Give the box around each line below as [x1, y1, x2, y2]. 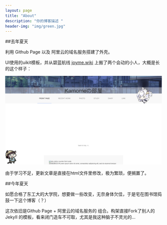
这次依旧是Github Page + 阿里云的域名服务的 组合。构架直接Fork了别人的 [5, 208, 155, 214]
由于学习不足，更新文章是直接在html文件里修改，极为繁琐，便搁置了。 [5, 170, 149, 176]
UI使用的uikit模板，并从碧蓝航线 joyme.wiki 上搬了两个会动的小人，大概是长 [5, 59, 160, 65]
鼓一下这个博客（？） [5, 197, 49, 203]
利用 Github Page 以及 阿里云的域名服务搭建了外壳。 [5, 49, 113, 55]
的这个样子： [5, 66, 31, 72]
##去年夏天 [5, 39, 28, 45]
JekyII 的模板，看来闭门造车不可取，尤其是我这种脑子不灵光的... [5, 214, 136, 220]
